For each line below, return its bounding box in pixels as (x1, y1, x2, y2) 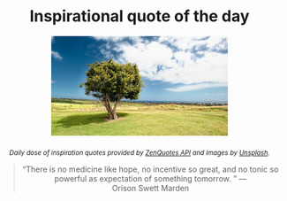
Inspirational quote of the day (29, 6, 250, 27)
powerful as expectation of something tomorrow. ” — (54, 173, 247, 183)
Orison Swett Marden (111, 182, 190, 193)
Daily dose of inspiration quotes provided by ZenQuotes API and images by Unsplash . (9, 148, 270, 157)
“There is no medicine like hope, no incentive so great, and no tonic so (22, 164, 279, 174)
